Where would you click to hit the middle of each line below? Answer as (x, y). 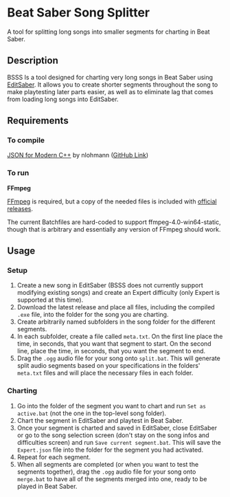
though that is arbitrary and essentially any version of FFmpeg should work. (114, 229)
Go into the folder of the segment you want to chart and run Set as (111, 406)
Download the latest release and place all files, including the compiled (116, 307)
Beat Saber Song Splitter (79, 13)
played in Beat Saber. (47, 486)
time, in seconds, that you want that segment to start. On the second (114, 344)
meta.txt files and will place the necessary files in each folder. (105, 373)
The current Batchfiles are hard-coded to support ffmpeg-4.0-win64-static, (114, 222)
